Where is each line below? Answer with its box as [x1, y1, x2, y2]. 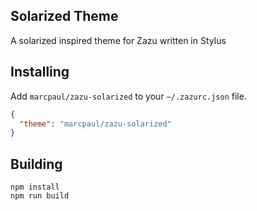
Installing [10, 64, 70, 81]
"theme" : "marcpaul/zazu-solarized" [19, 119, 172, 129]
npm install [10, 182, 60, 193]
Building [10, 155, 63, 173]
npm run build [10, 191, 70, 201]
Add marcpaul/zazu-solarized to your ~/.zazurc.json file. [10, 90, 247, 102]
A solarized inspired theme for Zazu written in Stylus [10, 34, 227, 46]
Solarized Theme [10, 8, 119, 25]
